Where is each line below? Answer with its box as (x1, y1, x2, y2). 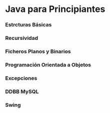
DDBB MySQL (5, 88, 39, 95)
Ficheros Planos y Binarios (5, 48, 71, 55)
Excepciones (5, 75, 37, 82)
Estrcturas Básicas (5, 21, 52, 28)
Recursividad (5, 35, 38, 42)
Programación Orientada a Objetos (5, 61, 91, 68)
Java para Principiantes (5, 3, 105, 15)
